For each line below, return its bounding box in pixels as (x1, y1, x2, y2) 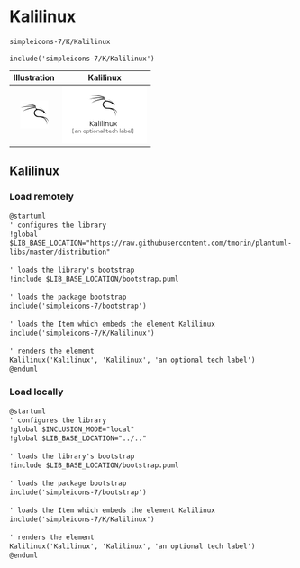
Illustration (13, 72, 56, 83)
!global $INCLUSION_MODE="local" (9, 425, 135, 434)
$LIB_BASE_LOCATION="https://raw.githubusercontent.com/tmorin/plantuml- (9, 239, 293, 248)
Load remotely (9, 190, 75, 203)
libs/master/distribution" (9, 248, 111, 257)
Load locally (9, 385, 64, 398)
